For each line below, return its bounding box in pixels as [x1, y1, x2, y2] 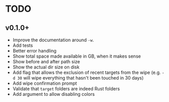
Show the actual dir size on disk [12, 64, 80, 70]
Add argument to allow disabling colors [12, 91, 95, 97]
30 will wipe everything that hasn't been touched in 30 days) [17, 75, 144, 81]
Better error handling [12, 48, 57, 54]
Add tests [12, 42, 33, 48]
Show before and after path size [12, 59, 80, 64]
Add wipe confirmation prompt [12, 80, 77, 86]
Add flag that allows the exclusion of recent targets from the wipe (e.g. [12, 69, 161, 75]
